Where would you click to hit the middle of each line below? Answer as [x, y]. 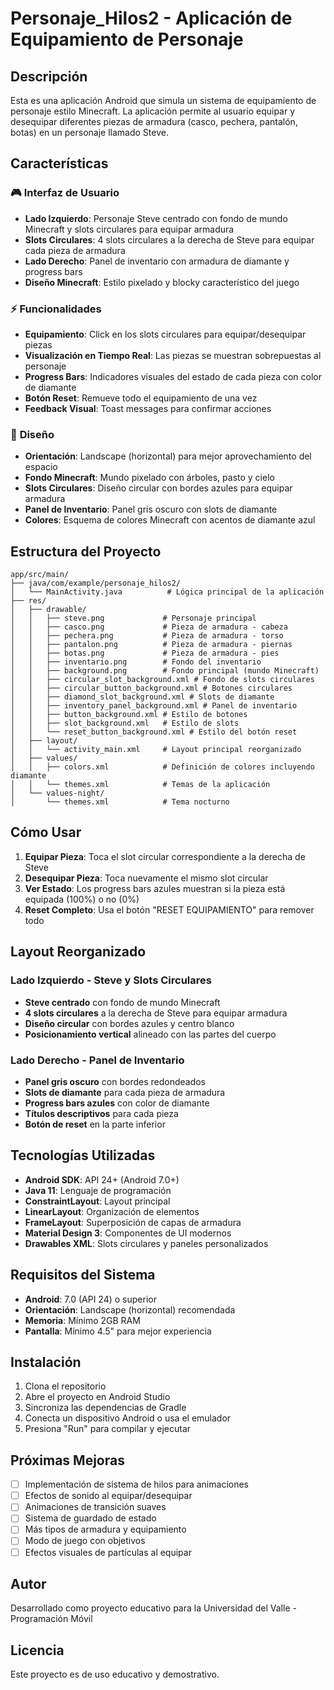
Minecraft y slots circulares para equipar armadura [129, 229]
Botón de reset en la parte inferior [95, 1124]
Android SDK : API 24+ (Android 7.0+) [102, 1179]
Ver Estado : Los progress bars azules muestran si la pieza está [155, 888]
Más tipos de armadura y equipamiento [105, 1529]
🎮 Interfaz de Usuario [65, 193]
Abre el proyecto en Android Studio [97, 1397]
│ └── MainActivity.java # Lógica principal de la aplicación [167, 592]
